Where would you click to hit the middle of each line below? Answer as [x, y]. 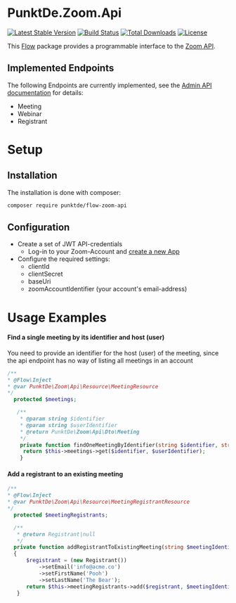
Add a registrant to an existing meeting [65, 474]
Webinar [29, 113]
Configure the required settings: [64, 259]
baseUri [39, 281]
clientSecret [45, 274]
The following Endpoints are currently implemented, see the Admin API [110, 85]
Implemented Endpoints [61, 68]
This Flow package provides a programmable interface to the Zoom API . [111, 46]
